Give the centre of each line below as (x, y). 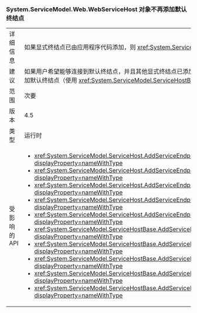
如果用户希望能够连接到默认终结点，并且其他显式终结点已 (103, 72)
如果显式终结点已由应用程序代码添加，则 (80, 47)
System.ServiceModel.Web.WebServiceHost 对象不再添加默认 (96, 9)
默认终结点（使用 (54, 81)
